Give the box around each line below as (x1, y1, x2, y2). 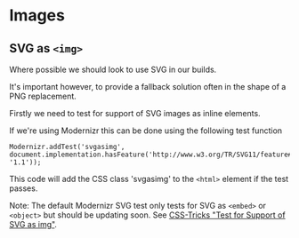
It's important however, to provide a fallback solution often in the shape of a (9, 82, 287, 91)
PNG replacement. (9, 91, 77, 101)
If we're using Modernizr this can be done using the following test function (9, 125, 283, 136)
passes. (9, 183, 38, 194)
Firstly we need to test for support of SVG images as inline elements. (9, 108, 261, 118)
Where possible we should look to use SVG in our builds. (9, 64, 217, 75)
